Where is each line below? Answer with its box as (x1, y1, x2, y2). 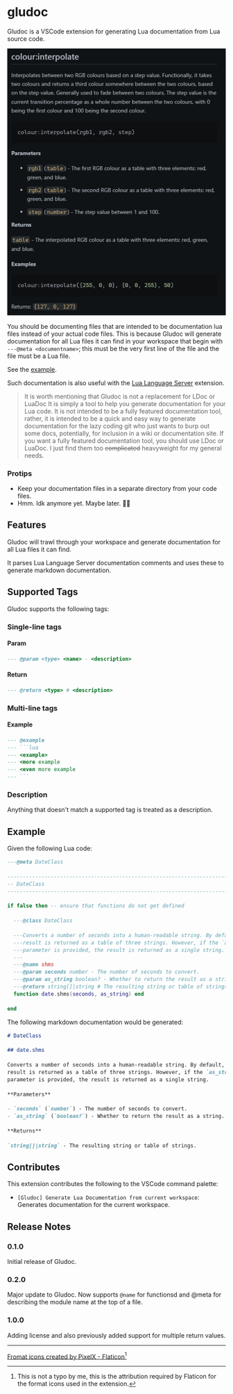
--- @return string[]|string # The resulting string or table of (13, 983, 203, 991)
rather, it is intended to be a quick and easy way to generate (24, 414, 196, 423)
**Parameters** (7, 1091, 51, 1098)
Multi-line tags (7, 703, 58, 713)
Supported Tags (7, 586, 78, 598)
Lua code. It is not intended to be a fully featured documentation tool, (24, 407, 223, 415)
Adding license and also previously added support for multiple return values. (7, 1331, 226, 1339)
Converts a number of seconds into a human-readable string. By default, (7, 1062, 225, 1069)
